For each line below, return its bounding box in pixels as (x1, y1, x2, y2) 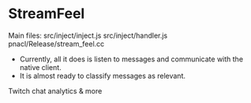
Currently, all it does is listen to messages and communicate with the (19, 54, 243, 64)
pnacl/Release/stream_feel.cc (8, 39, 105, 48)
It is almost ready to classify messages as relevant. (19, 71, 185, 80)
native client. (19, 62, 62, 72)
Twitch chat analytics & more (8, 86, 103, 95)
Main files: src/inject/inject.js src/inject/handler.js (8, 31, 168, 40)
